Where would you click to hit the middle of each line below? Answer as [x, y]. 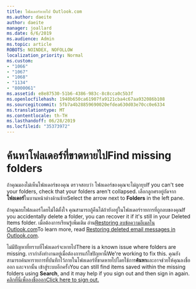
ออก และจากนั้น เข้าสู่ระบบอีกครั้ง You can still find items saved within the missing [96, 267]
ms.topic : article [29, 45]
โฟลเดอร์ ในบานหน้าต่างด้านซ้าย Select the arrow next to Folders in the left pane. [96, 198]
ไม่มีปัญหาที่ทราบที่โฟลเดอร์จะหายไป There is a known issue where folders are [91, 247]
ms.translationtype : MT [36, 110]
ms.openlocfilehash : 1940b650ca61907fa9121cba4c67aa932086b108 [86, 99]
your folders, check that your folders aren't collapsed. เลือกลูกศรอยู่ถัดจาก [92, 191]
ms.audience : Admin [31, 39]
